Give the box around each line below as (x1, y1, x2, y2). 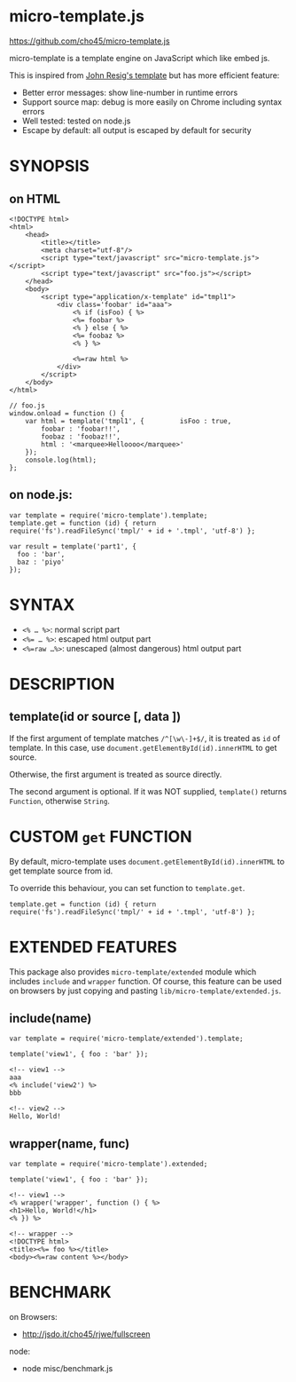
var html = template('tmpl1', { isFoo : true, (25, 416, 232, 425)
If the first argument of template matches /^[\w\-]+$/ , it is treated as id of (9, 732, 281, 743)
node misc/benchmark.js (21, 1363, 113, 1374)
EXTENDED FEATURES (9, 936, 177, 957)
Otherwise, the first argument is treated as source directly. (9, 769, 222, 779)
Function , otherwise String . (9, 795, 111, 806)
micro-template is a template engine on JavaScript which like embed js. (9, 52, 270, 63)
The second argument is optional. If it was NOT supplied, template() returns (9, 786, 287, 796)
